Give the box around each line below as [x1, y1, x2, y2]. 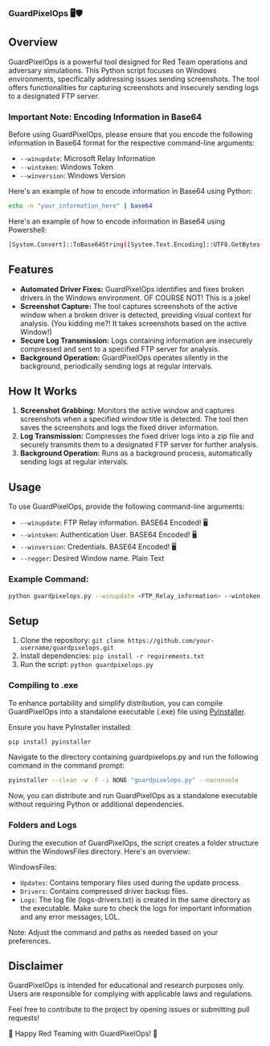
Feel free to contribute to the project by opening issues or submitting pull [8, 1005, 250, 1015]
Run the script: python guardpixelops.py [19, 660, 154, 669]
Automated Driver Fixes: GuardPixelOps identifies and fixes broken [19, 284, 245, 294]
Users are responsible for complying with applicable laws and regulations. [8, 989, 253, 999]
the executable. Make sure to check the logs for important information [19, 903, 252, 912]
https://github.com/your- [127, 637, 215, 645]
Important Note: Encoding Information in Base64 [8, 111, 202, 122]
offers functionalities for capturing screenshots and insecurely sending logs [8, 82, 260, 92]
